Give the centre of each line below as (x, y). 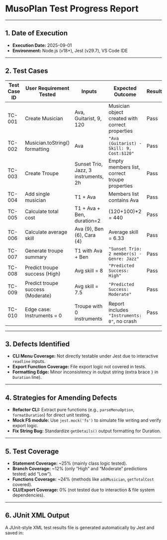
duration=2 (87, 221)
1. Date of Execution (37, 33)
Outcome (125, 94)
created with (123, 118)
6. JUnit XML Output (37, 515)
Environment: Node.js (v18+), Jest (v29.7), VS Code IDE (70, 50)
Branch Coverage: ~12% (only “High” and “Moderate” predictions (80, 469)
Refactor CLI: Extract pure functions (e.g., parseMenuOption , (73, 410)
